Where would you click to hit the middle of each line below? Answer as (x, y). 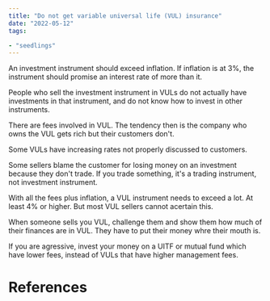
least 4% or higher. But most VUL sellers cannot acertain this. (111, 207)
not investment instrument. (53, 182)
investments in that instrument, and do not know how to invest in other (126, 101)
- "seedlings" (32, 45)
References (48, 288)
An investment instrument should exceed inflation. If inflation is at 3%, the (131, 69)
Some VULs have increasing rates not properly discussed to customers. (128, 149)
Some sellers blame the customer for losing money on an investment (122, 165)
